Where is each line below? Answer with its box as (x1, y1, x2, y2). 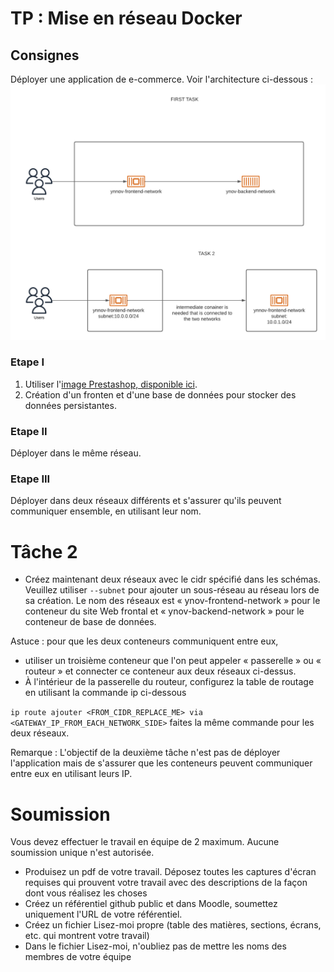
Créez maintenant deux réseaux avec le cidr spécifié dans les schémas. (24, 573, 321, 586)
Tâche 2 (10, 540, 78, 563)
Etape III (10, 472, 51, 486)
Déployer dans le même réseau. (10, 447, 142, 459)
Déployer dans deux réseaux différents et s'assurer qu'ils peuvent (10, 495, 282, 507)
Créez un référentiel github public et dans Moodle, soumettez (24, 898, 278, 910)
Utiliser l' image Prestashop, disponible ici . (24, 378, 198, 390)
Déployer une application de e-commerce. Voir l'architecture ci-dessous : (10, 73, 313, 85)
